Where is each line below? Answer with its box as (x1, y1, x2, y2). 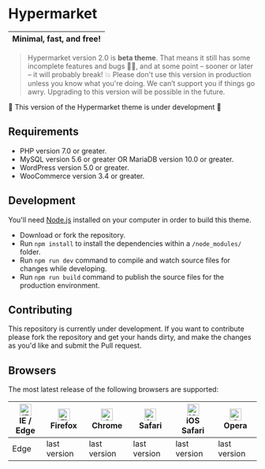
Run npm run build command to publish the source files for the (19, 272, 225, 281)
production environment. (19, 281, 100, 290)
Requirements (8, 125, 79, 139)
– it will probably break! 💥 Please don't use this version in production (27, 69, 252, 79)
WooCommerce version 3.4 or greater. (19, 171, 145, 181)
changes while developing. (19, 263, 107, 273)
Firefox (50, 420, 77, 431)
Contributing (8, 303, 73, 316)
